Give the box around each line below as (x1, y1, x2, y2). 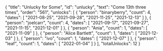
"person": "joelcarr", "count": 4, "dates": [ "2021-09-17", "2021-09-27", (5, 20, 149, 25)
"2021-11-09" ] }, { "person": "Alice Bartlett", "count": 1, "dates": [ (5, 30, 137, 36)
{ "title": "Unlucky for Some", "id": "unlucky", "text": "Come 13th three (5, 4, 146, 10)
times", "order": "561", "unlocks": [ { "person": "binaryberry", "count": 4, (5, 9, 152, 15)
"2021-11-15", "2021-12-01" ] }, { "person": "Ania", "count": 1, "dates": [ (5, 25, 148, 31)
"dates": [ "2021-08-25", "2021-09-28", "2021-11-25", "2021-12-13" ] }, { (5, 15, 152, 20)
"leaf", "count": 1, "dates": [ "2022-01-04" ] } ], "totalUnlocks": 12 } (5, 41, 141, 46)
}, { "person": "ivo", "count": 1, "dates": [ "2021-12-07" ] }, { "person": (16, 35, 158, 41)
